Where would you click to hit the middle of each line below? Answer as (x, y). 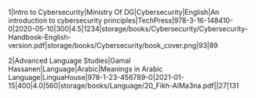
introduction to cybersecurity (55, 20)
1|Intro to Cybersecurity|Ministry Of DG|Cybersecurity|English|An (114, 12)
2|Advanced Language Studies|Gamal (69, 60)
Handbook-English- (40, 37)
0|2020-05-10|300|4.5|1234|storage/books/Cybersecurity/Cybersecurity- (128, 29)
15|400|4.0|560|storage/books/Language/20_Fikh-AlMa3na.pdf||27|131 (124, 85)
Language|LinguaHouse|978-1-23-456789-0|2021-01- (96, 77)
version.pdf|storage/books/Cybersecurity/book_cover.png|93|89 (113, 45)
